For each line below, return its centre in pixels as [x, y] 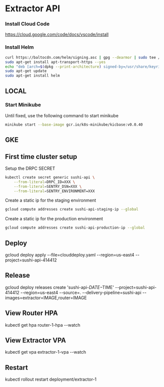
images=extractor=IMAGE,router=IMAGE [46, 298]
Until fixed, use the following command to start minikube [62, 115]
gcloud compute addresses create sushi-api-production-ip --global [75, 228]
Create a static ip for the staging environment [51, 200]
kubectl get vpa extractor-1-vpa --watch [46, 352]
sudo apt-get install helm [32, 76]
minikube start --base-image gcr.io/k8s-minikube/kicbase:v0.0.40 [74, 125]
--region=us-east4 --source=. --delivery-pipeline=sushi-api [81, 292]
